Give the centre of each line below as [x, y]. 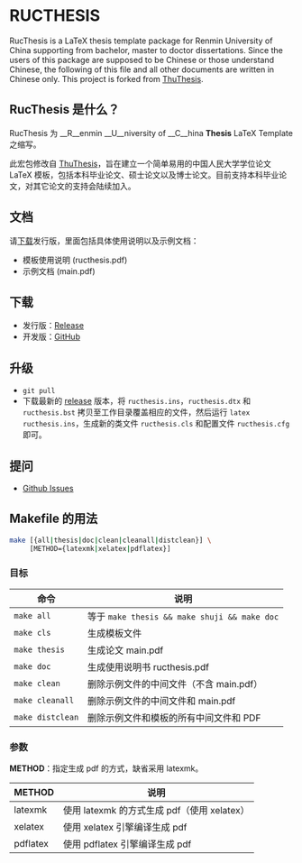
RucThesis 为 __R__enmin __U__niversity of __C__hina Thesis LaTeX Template [151, 133]
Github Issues [48, 488]
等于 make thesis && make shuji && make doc [183, 616]
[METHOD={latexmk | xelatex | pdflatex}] [100, 548]
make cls [32, 633]
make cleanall [44, 700]
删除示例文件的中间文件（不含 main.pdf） [175, 684]
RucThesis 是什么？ [64, 110]
